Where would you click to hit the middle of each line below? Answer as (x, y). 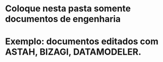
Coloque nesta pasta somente (68, 9)
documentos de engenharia (63, 19)
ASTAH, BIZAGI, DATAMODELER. (73, 52)
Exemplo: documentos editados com (82, 42)
